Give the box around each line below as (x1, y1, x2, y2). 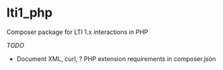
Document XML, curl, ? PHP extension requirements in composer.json (16, 54, 217, 63)
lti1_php (6, 5, 53, 21)
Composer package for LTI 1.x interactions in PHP (6, 28, 149, 36)
